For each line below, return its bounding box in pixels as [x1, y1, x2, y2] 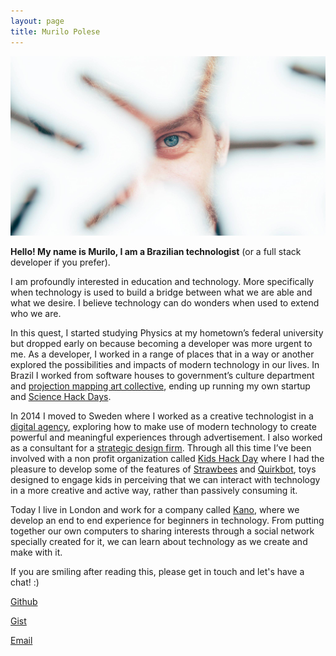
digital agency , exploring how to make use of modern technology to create [10, 421, 317, 433]
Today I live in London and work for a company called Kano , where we [10, 504, 300, 516]
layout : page [10, 16, 65, 26]
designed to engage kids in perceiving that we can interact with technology [10, 474, 321, 486]
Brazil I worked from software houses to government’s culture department [10, 370, 315, 382]
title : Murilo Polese [10, 26, 101, 37]
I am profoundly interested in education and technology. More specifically [10, 276, 315, 288]
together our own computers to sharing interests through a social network [10, 525, 315, 537]
